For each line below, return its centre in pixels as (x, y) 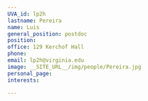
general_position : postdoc (47, 34)
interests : (23, 80)
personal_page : (30, 73)
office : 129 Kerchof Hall (46, 47)
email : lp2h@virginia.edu (46, 60)
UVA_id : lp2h (27, 14)
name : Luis (23, 27)
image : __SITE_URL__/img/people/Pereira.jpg (74, 67)
